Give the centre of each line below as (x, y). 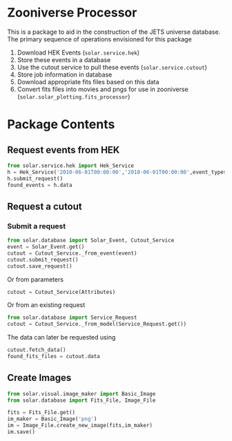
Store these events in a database (64, 59)
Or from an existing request (46, 305)
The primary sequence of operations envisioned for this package (99, 39)
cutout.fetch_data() (37, 350)
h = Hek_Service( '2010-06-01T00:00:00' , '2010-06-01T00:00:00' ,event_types (117, 172)
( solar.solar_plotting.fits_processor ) (74, 96)
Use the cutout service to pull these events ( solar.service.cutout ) (112, 67)
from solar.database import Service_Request (72, 318)
